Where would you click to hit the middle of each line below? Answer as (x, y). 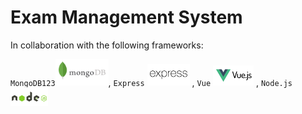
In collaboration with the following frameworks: (107, 45)
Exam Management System (126, 17)
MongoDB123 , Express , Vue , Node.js (151, 82)
